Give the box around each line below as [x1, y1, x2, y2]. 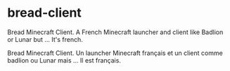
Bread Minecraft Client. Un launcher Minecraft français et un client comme [7, 49, 223, 57]
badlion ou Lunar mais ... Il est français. [7, 56, 122, 64]
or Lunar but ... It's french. [7, 35, 83, 43]
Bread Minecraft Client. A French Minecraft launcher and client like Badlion [7, 28, 224, 36]
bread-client [7, 5, 82, 21]
